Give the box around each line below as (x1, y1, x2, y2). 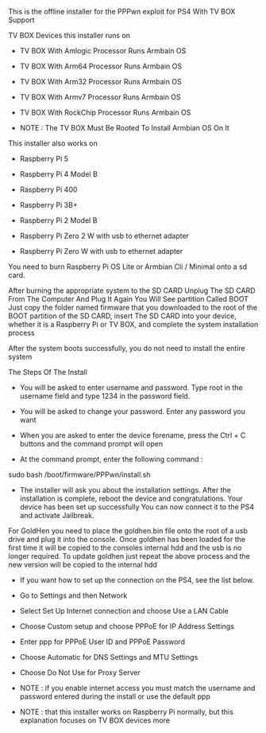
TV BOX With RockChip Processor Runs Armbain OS (19, 107, 191, 117)
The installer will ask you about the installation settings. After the (19, 485, 232, 494)
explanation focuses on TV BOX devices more (19, 715, 171, 725)
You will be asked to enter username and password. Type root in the (19, 383, 244, 392)
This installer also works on (8, 138, 98, 148)
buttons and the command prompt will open (19, 439, 164, 448)
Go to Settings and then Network (19, 591, 128, 600)
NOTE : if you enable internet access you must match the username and (19, 684, 256, 692)
